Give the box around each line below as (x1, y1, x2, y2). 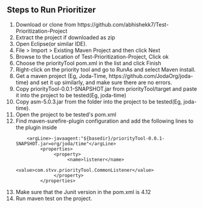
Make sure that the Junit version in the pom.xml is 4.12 (15, 188, 152, 195)
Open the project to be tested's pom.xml (15, 111, 117, 118)
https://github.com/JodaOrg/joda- (108, 72, 193, 79)
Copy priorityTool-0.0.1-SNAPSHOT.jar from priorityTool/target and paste (15, 85, 198, 93)
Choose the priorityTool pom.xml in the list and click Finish (15, 59, 162, 67)
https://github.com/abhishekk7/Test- (77, 21, 169, 28)
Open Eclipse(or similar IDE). (15, 40, 87, 47)
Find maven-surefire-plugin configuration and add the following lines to (15, 117, 194, 125)
